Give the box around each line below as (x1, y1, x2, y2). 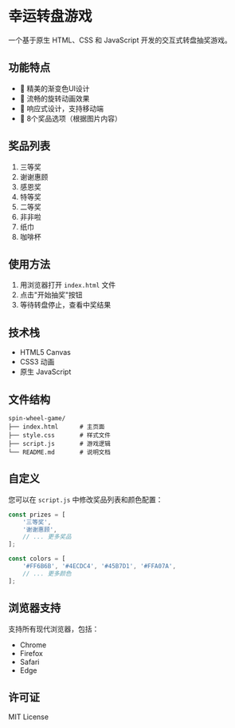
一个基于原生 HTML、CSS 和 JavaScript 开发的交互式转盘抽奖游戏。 (8, 35, 233, 45)
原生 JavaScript (19, 367, 72, 376)
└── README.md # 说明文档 (8, 448, 112, 456)
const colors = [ (8, 555, 66, 563)
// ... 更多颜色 (22, 569, 72, 578)
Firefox (19, 648, 44, 658)
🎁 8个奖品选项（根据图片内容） (19, 113, 122, 123)
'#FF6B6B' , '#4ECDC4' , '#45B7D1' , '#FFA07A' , (22, 563, 177, 571)
